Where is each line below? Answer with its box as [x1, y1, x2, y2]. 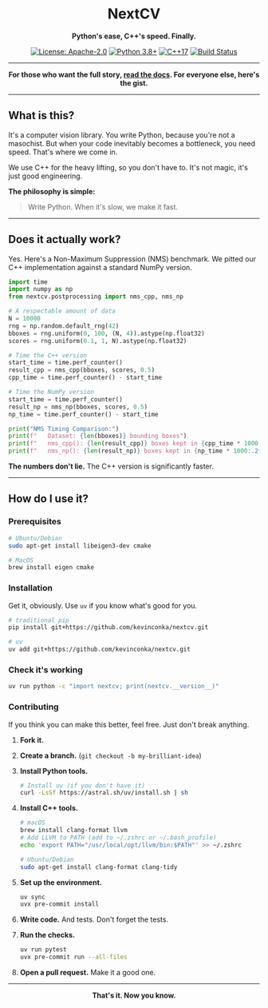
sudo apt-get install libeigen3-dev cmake [8, 541, 152, 550]
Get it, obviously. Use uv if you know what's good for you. [8, 600, 198, 610]
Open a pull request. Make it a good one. [19, 968, 156, 978]
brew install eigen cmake [8, 564, 94, 572]
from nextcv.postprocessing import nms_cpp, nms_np [8, 293, 183, 301]
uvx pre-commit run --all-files [19, 953, 128, 962]
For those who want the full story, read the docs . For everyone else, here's [8, 70, 260, 79]
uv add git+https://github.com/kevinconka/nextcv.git [8, 645, 191, 654]
